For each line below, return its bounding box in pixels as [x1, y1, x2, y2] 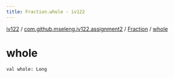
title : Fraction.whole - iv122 [6, 8, 85, 15]
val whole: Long [6, 66, 47, 72]
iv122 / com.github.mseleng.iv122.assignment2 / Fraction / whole [6, 25, 168, 32]
